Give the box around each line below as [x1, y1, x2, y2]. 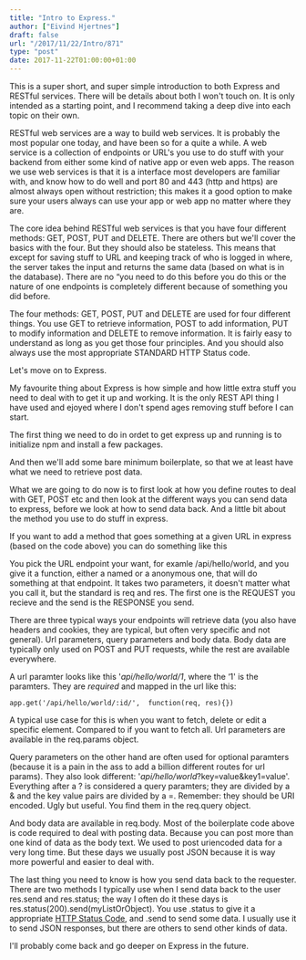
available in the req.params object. [9, 734, 139, 745]
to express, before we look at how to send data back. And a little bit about [9, 504, 287, 514]
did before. [9, 291, 51, 301]
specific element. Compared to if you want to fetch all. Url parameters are [9, 725, 286, 735]
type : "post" [9, 47, 59, 57]
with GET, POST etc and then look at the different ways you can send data [9, 494, 288, 505]
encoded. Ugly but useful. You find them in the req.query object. [9, 800, 251, 810]
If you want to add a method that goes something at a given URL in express [9, 531, 291, 541]
